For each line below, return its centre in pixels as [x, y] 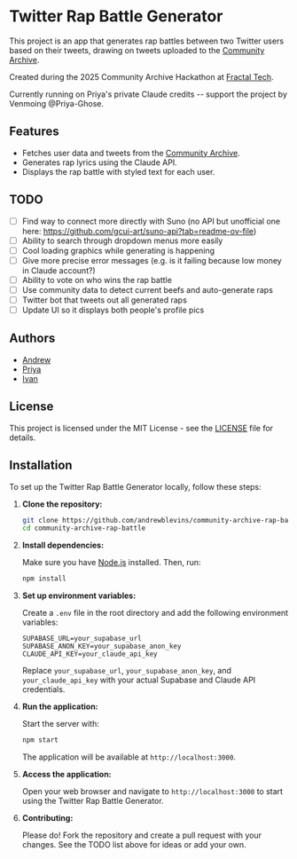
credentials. [43, 690]
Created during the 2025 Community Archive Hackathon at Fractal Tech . [141, 76]
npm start [40, 740]
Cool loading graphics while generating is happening [118, 250]
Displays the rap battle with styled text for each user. [118, 171]
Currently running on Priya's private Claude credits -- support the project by [148, 94]
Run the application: [60, 706]
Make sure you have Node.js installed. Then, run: [111, 563]
